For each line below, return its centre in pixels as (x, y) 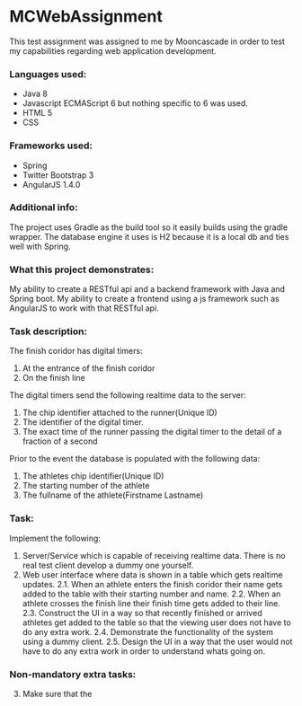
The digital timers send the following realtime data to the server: (128, 395)
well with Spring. (40, 246)
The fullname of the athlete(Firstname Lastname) (113, 495)
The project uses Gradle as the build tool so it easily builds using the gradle (149, 227)
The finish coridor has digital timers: (76, 351)
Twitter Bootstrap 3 (58, 175)
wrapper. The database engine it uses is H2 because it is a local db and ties (149, 236)
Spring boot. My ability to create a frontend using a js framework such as (145, 299)
